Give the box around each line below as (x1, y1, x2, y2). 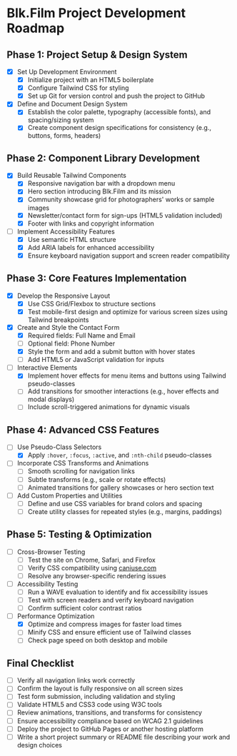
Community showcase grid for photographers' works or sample (27, 195, 215, 204)
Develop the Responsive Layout (16, 291, 111, 300)
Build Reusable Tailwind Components (16, 171, 126, 180)
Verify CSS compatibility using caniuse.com (27, 563, 157, 572)
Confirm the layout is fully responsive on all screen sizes (16, 684, 183, 693)
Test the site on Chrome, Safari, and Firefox (27, 555, 156, 564)
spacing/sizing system (27, 116, 94, 124)
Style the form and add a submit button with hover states (27, 348, 196, 356)
